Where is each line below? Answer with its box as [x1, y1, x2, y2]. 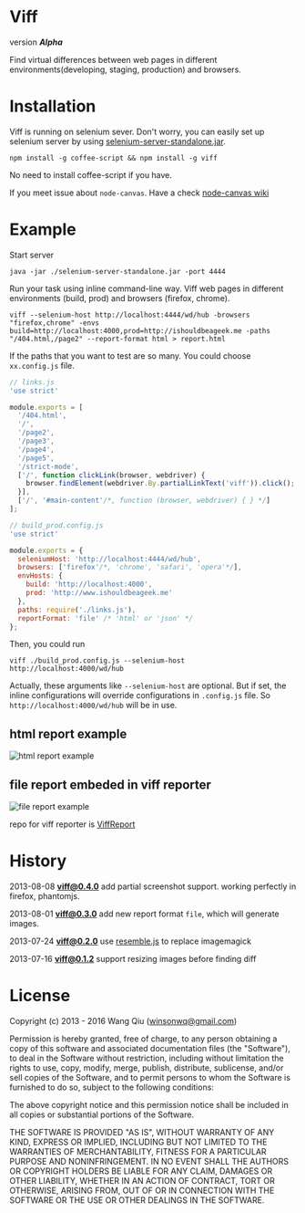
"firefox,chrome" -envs [9, 318, 100, 328]
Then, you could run [9, 639, 86, 650]
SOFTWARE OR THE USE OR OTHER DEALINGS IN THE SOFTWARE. [9, 1194, 265, 1206]
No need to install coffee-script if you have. [9, 169, 173, 180]
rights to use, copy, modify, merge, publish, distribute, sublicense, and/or [9, 1061, 284, 1073]
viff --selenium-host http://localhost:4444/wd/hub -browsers [9, 310, 250, 319]
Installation [9, 96, 97, 117]
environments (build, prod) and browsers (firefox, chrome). [9, 292, 230, 303]
